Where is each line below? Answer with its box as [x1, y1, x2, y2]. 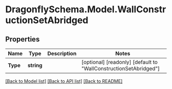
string [27, 62, 42, 69]
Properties [5, 35, 40, 43]
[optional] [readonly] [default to [81, 59, 158, 65]
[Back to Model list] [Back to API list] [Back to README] [5, 78, 123, 84]
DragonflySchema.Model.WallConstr [5, 4, 166, 15]
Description [47, 50, 77, 57]
